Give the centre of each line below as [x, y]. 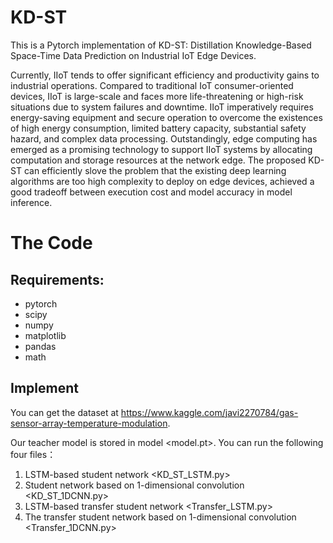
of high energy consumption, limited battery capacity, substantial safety [158, 128]
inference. [31, 202]
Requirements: [57, 279]
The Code [51, 243]
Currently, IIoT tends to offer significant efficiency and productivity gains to [165, 75]
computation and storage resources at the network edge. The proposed [158, 160]
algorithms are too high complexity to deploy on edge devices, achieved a [162, 181]
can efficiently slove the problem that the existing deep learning [155, 170]
